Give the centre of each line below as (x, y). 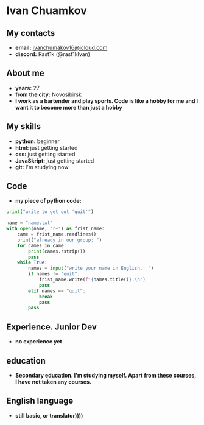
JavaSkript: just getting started (55, 160)
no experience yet (38, 342)
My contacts (31, 33)
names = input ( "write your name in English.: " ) (91, 269)
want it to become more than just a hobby (69, 107)
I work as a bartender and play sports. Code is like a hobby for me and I (107, 100)
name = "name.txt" (30, 223)
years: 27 (27, 88)
